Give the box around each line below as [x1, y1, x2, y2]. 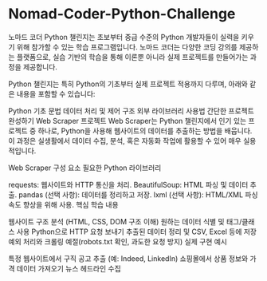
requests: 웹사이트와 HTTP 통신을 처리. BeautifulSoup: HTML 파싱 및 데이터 [8, 180, 249, 189]
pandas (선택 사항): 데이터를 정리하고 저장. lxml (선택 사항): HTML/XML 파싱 [18, 189, 258, 200]
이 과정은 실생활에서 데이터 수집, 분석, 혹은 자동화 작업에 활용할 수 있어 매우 [8, 136, 241, 145]
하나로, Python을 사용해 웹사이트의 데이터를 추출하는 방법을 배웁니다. [37, 125, 253, 136]
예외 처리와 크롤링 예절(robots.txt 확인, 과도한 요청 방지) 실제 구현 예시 [8, 236, 227, 246]
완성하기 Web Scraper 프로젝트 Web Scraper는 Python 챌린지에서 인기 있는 [8, 116, 247, 125]
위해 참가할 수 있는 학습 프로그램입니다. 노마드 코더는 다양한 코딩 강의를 [16, 42, 238, 52]
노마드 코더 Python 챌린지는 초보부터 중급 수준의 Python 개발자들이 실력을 [8, 32, 240, 42]
